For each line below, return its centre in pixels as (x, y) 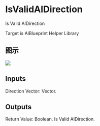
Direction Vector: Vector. (31, 91)
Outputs (19, 107)
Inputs (16, 79)
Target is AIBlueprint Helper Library (42, 33)
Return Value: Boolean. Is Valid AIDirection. (50, 119)
